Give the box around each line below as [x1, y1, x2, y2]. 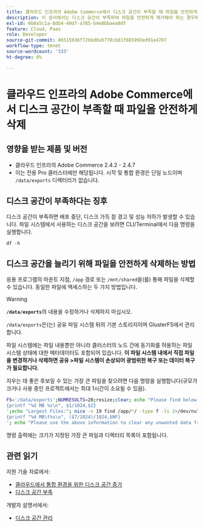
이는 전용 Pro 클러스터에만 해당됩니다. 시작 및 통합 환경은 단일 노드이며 [15, 168, 183, 176]
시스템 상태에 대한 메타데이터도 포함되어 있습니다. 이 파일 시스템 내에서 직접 [6, 349, 183, 356]
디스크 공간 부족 [15, 489, 53, 496]
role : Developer [6, 32, 47, 38]
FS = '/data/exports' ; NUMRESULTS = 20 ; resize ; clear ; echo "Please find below [6, 397, 197, 403]
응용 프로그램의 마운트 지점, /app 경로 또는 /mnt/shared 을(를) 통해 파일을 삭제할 [6, 276, 195, 283]
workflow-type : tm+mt [6, 43, 61, 49]
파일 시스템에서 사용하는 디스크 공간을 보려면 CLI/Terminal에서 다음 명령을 [19, 221, 195, 228]
